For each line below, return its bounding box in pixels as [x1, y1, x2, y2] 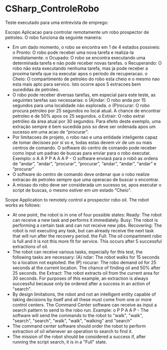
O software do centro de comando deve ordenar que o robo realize [12, 171, 150, 177]
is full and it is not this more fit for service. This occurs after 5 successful [12, 238, 162, 244]
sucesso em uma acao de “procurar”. [12, 129, 89, 135]
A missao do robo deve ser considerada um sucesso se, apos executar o [12, 181, 162, 187]
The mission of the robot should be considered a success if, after [12, 334, 146, 340]
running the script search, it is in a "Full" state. [12, 339, 107, 345]
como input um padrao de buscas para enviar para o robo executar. [12, 150, 151, 156]
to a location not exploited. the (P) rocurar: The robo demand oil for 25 [12, 259, 157, 265]
